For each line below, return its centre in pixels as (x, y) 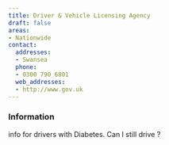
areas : (19, 30)
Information (31, 117)
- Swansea (31, 60)
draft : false (30, 23)
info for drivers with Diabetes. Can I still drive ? (84, 134)
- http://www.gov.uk (49, 89)
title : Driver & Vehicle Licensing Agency (79, 15)
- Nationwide (30, 38)
